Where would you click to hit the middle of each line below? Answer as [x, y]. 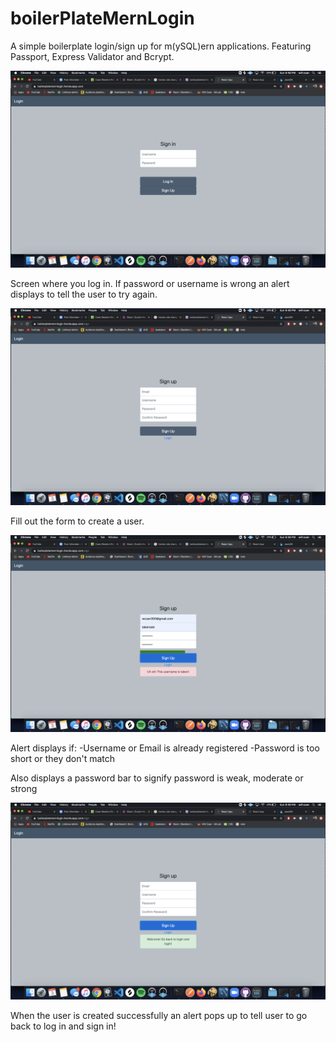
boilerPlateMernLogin [102, 18]
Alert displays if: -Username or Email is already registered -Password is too [165, 748]
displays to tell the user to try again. [84, 294]
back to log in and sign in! [63, 1026]
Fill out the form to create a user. [77, 521]
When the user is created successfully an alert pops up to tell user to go [159, 1015]
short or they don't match [63, 758]
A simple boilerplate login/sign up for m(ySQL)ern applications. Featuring [161, 46]
